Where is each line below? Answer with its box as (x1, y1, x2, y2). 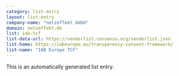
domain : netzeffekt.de (6, 25, 62, 31)
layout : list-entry (6, 14, 55, 20)
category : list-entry (6, 8, 60, 15)
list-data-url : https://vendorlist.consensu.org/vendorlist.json (6, 36, 171, 42)
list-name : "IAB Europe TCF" (6, 47, 78, 53)
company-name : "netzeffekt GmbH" (6, 19, 89, 25)
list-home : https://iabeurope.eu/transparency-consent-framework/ (6, 42, 174, 48)
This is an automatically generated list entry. (6, 63, 114, 70)
